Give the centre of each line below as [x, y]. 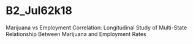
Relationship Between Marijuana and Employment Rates [76, 34]
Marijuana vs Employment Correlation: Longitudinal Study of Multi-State [96, 28]
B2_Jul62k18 [39, 11]
